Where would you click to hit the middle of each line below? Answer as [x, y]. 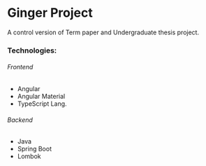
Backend [20, 120]
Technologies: [32, 50]
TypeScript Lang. [42, 104]
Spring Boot [35, 149]
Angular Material [41, 97]
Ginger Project [50, 13]
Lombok [29, 156]
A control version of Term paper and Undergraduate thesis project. [103, 32]
